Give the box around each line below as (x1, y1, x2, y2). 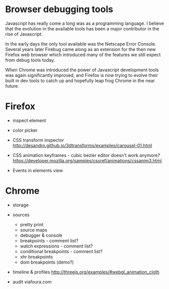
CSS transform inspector (12, 137, 65, 143)
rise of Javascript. (5, 31, 43, 37)
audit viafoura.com (12, 278, 52, 284)
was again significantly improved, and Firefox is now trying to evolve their (5, 72, 158, 78)
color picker (12, 127, 38, 133)
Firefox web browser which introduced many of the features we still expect (5, 52, 161, 58)
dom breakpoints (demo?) (20, 259, 74, 265)
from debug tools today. (5, 57, 55, 63)
